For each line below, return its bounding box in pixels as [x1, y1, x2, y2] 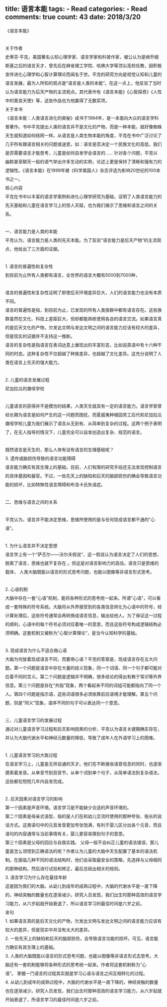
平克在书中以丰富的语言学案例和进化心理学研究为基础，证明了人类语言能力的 [5, 194, 162, 200]
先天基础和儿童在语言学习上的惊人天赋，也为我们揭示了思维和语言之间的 [5, 202, 153, 208]
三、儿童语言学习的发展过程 [5, 717, 62, 723]
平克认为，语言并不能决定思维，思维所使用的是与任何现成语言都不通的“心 [5, 516, 156, 522]
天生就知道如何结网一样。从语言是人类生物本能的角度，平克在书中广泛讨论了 [5, 132, 162, 138]
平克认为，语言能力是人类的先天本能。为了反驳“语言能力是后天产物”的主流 [5, 237, 158, 243]
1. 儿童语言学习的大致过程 [5, 752, 58, 758]
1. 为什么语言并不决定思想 [5, 543, 58, 549]
